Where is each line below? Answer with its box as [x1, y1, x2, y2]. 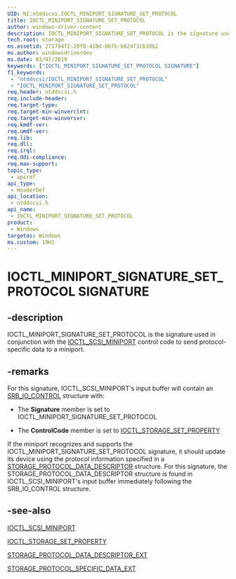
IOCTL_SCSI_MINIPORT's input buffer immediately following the [7, 477, 192, 486]
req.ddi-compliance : [7, 154, 68, 161]
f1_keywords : [7, 69, 46, 76]
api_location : [7, 193, 49, 200]
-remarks [7, 366, 49, 378]
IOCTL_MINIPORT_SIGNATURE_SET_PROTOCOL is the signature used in [7, 331, 216, 339]
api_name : [7, 206, 37, 213]
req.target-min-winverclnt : [7, 108, 90, 115]
